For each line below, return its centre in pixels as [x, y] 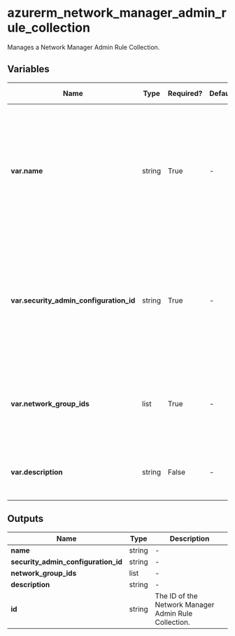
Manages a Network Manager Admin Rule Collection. [84, 47]
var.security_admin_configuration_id [73, 300]
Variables [29, 69]
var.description [37, 472]
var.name [27, 171]
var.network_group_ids [50, 403]
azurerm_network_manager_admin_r [117, 13]
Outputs [26, 519]
